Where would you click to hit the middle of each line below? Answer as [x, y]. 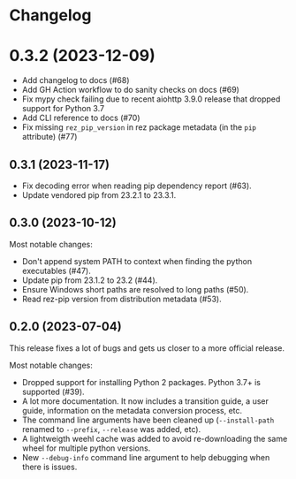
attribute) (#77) [49, 137]
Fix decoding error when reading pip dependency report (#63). [137, 186]
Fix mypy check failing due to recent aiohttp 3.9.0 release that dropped [151, 99]
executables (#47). [56, 270]
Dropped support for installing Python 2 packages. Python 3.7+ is [141, 382]
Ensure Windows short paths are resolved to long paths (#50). [135, 289]
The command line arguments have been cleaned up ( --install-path [148, 420]
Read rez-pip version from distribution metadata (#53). [122, 299]
